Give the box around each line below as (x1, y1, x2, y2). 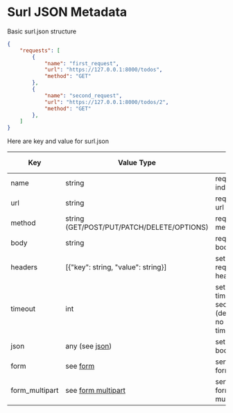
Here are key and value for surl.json (7, 137, 110, 146)
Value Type (117, 158, 156, 167)
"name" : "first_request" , (44, 60, 119, 67)
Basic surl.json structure (7, 27, 77, 35)
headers (10, 262, 38, 272)
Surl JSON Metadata (7, 4, 128, 20)
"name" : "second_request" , (44, 92, 123, 99)
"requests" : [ (19, 47, 60, 54)
